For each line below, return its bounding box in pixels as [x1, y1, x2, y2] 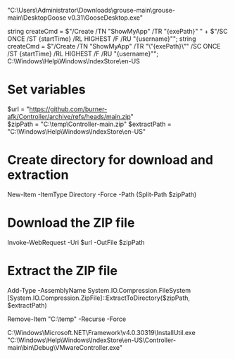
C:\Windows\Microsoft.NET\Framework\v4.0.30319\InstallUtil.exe [7, 328, 196, 336]
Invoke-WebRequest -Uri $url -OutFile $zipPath [7, 238, 145, 246]
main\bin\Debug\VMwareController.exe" [7, 343, 123, 351]
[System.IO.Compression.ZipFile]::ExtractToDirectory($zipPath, [7, 294, 191, 302]
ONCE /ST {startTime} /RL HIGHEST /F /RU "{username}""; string [7, 34, 196, 43]
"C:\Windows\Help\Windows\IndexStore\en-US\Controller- [7, 336, 177, 344]
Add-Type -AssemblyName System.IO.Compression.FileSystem [7, 286, 191, 294]
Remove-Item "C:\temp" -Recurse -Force [7, 315, 127, 323]
